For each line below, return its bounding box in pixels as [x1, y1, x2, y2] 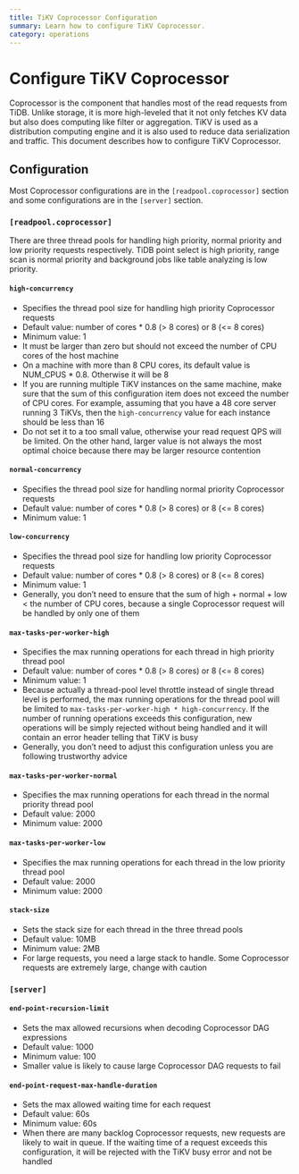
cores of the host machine [21, 350, 119, 360]
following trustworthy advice [21, 751, 128, 762]
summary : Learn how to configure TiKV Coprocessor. [9, 21, 205, 30]
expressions [21, 1032, 68, 1043]
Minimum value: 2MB [21, 942, 101, 953]
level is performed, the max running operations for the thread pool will [21, 694, 280, 705]
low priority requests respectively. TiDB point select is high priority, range [9, 245, 279, 256]
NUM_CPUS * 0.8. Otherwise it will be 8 [21, 368, 170, 380]
